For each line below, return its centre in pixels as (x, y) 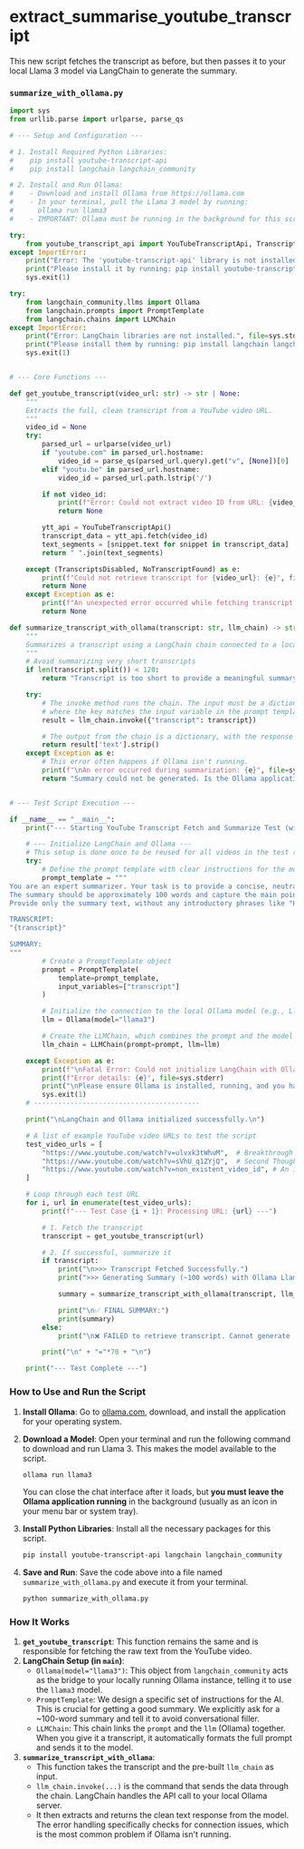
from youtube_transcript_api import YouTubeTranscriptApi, (139, 244)
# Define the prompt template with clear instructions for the (163, 870)
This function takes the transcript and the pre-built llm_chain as (155, 1767)
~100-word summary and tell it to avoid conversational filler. (147, 1719)
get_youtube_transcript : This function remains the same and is (140, 1642)
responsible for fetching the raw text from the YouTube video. (137, 1651)
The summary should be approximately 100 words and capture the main (143, 895)
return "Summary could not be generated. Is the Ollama (149, 778)
